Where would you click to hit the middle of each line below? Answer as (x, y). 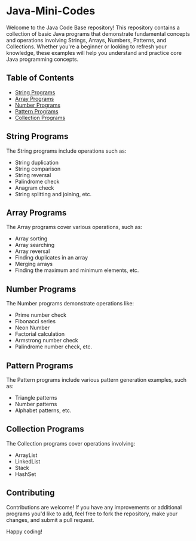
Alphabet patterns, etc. (43, 410)
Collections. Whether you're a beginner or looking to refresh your (87, 47)
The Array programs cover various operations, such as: (74, 227)
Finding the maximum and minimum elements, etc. (77, 270)
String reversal (33, 175)
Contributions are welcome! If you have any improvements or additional (94, 507)
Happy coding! (24, 531)
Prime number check (41, 315)
